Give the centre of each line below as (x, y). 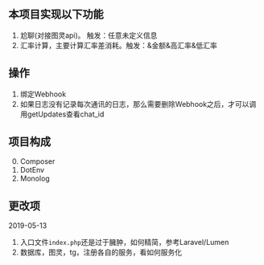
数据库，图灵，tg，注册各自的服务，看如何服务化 (101, 252)
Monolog (35, 178)
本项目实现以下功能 (56, 14)
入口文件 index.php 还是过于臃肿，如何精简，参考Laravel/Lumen (124, 243)
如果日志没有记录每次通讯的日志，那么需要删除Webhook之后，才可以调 (138, 104)
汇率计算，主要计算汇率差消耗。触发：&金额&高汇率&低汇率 (118, 45)
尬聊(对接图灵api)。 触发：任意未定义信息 (89, 35)
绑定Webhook (43, 94)
